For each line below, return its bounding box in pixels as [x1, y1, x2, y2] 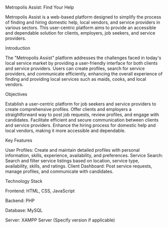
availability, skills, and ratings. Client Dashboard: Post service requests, [5, 163, 152, 169]
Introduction [5, 45, 31, 51]
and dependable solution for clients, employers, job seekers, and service [5, 30, 155, 36]
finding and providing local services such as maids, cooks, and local [5, 76, 146, 82]
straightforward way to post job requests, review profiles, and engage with [5, 111, 159, 118]
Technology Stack [5, 178, 43, 184]
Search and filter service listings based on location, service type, [5, 158, 139, 164]
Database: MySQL [5, 207, 43, 213]
